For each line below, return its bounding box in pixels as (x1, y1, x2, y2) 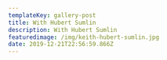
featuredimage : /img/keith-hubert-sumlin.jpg (8, 33, 159, 41)
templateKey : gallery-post (8, 11, 96, 19)
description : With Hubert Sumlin (8, 26, 118, 34)
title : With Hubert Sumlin (8, 19, 96, 26)
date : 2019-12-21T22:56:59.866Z (8, 41, 114, 48)
